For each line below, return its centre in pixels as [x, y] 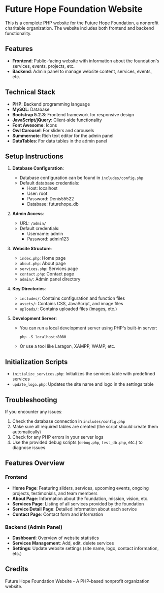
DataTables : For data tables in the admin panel [60, 141]
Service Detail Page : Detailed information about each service [74, 509]
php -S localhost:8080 [43, 337]
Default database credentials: [49, 183]
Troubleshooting [31, 400]
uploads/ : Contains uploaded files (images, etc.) [68, 309]
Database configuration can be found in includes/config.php [82, 178]
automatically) [27, 432]
